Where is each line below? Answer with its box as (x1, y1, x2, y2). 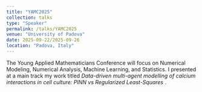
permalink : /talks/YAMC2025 (6, 25, 77, 32)
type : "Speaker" (6, 20, 47, 26)
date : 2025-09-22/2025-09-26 (6, 37, 80, 43)
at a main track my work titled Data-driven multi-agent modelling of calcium (6, 72, 196, 79)
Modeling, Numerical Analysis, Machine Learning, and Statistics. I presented (6, 65, 197, 73)
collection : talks (6, 15, 53, 21)
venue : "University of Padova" (6, 31, 85, 38)
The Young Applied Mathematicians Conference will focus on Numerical (6, 59, 186, 67)
